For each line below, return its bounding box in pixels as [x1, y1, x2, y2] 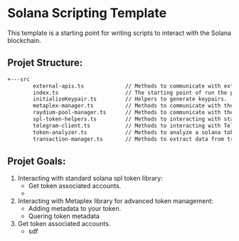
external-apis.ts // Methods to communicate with [33, 82, 221, 90]
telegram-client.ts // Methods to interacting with [33, 122, 221, 129]
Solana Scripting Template [7, 5, 167, 21]
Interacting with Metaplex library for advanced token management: [17, 197, 213, 205]
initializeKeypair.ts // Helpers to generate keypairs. [33, 96, 228, 103]
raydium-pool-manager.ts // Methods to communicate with [33, 109, 221, 116]
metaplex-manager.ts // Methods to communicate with [33, 102, 221, 110]
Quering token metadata [28, 212, 100, 220]
